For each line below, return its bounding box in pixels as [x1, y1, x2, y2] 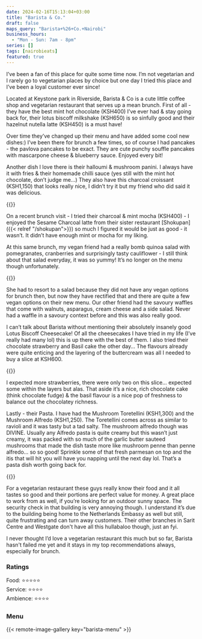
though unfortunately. [6, 262, 60, 269]
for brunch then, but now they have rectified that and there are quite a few [6, 292, 190, 300]
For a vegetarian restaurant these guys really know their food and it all [6, 484, 180, 492]
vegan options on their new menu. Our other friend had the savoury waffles [6, 298, 194, 306]
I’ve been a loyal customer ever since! [6, 83, 100, 91]
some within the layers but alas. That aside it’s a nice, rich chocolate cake [6, 385, 188, 393]
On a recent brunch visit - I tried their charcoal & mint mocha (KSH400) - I [6, 212, 189, 219]
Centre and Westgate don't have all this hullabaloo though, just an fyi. [6, 523, 179, 530]
